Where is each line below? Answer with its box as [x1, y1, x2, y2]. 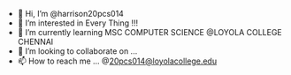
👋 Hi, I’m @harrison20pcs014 [17, 9, 124, 19]
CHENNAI [17, 36, 54, 47]
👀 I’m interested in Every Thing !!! [17, 18, 139, 28]
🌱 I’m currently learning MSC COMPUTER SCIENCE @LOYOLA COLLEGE [17, 27, 283, 37]
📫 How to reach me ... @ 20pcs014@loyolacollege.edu [17, 56, 218, 66]
